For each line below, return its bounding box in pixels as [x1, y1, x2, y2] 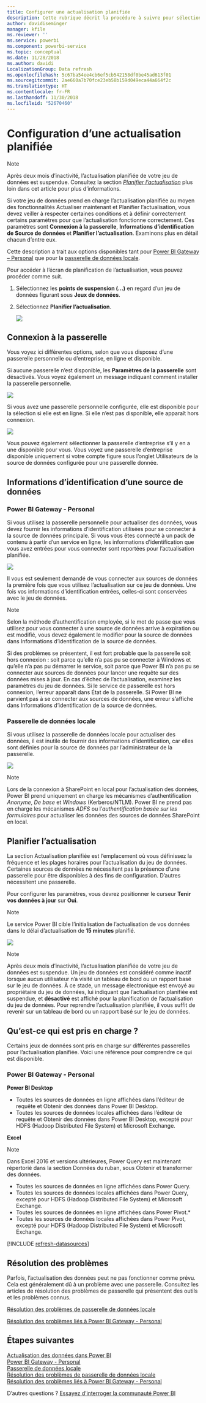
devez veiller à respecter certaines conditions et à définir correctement [7, 210, 186, 217]
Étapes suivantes [7, 1335, 75, 1346]
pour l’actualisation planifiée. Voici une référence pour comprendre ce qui [7, 1048, 192, 1055]
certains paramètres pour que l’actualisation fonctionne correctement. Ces [7, 216, 195, 224]
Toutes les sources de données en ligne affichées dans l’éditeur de [15, 1096, 185, 1104]
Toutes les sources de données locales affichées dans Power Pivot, [15, 1215, 186, 1223]
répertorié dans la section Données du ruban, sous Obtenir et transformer [7, 1164, 193, 1172]
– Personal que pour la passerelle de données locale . [7, 254, 140, 261]
